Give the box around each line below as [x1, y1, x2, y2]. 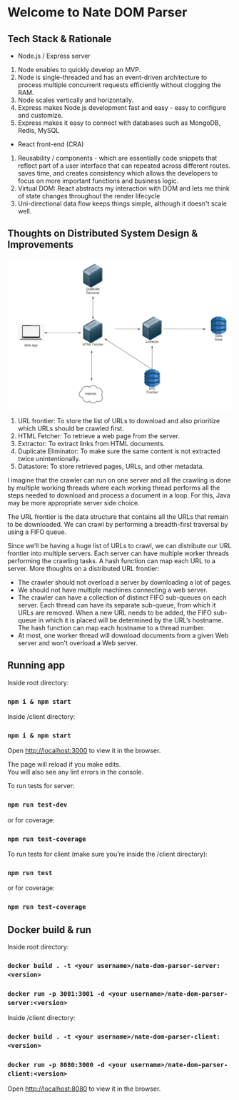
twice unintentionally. [17, 454, 81, 463]
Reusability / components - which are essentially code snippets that [17, 154, 218, 162]
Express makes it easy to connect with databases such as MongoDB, [17, 118, 221, 127]
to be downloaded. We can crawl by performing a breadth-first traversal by [7, 520, 228, 528]
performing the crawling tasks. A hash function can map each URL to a [7, 556, 216, 565]
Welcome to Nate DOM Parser [7, 4, 188, 21]
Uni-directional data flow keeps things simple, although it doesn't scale [17, 199, 227, 208]
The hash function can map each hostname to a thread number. [17, 623, 205, 632]
